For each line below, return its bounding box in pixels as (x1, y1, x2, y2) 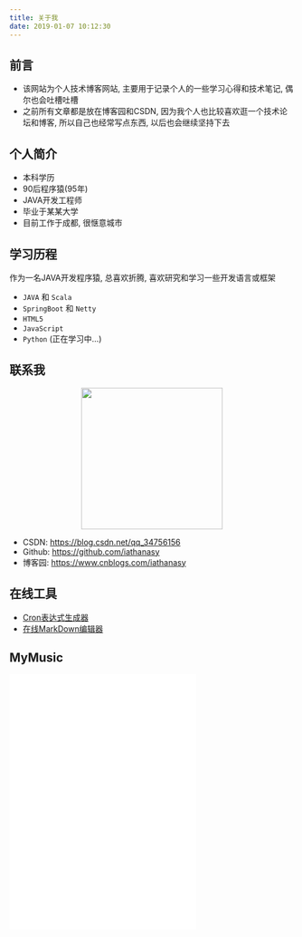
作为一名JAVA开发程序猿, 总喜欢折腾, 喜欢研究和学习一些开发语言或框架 (9, 272, 276, 283)
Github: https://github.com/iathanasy (22, 546, 160, 557)
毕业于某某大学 (22, 206, 79, 217)
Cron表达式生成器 (22, 612, 89, 623)
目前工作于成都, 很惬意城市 (22, 217, 123, 228)
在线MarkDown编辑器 (22, 623, 104, 634)
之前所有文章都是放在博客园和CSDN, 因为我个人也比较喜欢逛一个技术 (22, 106, 280, 117)
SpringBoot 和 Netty (22, 303, 97, 314)
